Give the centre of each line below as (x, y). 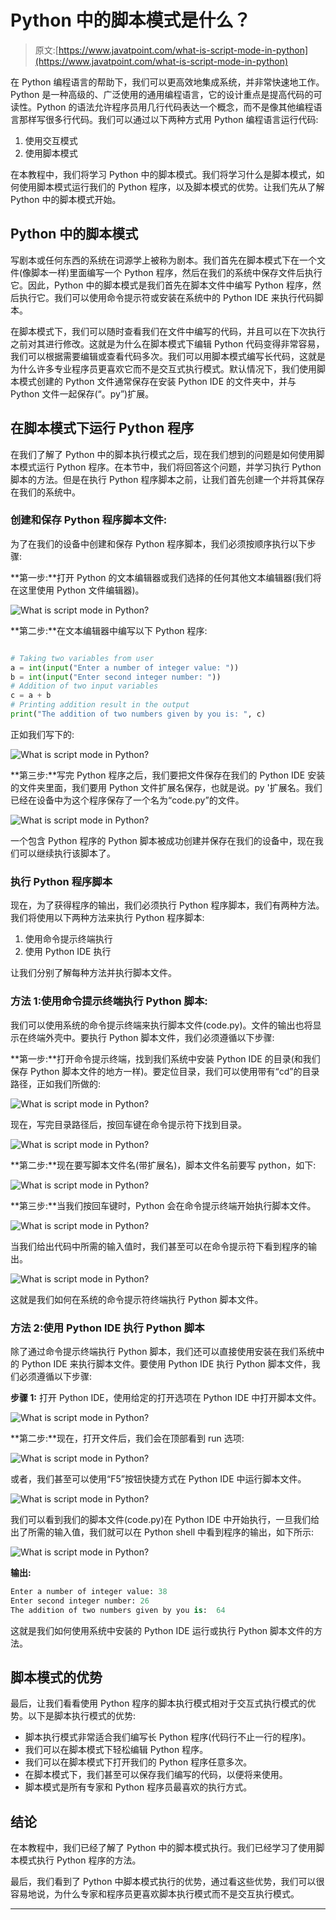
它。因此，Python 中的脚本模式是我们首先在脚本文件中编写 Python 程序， (161, 285)
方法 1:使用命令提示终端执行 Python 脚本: (109, 1001)
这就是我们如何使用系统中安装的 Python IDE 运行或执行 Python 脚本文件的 (162, 1630)
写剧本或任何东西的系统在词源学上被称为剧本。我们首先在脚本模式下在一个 (163, 260)
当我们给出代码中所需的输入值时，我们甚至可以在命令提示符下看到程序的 (159, 1246)
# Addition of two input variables (84, 686)
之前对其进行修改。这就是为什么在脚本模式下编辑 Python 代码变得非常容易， (167, 343)
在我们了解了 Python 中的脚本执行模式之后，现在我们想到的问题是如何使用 (163, 454)
